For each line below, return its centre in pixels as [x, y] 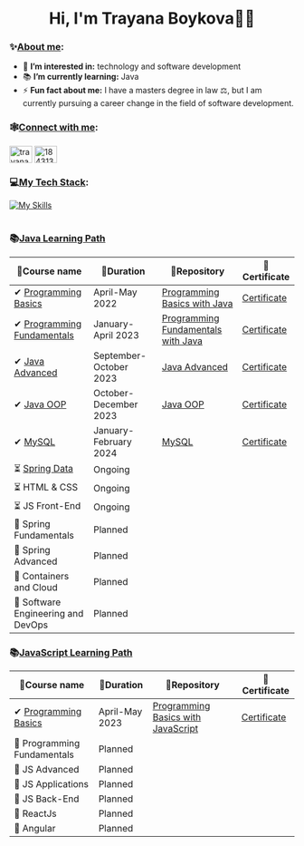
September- [120, 355]
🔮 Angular [35, 828]
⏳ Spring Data [44, 468]
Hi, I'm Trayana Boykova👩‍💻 [152, 19]
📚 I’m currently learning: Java [81, 77]
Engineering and [49, 613]
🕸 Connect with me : [54, 128]
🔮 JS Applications [51, 783]
